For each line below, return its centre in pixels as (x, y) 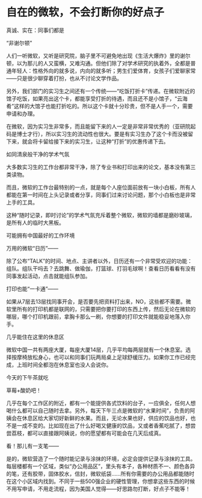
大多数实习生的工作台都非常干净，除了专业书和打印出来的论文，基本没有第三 (101, 167)
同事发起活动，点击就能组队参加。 (48, 276)
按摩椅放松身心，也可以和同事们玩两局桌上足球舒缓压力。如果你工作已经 (101, 357)
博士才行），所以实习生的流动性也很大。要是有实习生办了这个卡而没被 (102, 134)
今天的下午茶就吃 (27, 377)
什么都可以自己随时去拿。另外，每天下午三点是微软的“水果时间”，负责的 (101, 410)
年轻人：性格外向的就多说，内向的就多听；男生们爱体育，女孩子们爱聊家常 (103, 70)
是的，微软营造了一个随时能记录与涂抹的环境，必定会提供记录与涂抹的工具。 (101, 458)
